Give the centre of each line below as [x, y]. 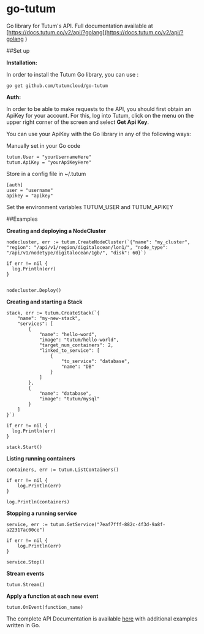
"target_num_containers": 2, [76, 345]
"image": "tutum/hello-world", [79, 340]
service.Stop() [26, 562]
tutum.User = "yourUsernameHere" [49, 157]
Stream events [25, 573]
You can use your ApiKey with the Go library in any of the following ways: [99, 134]
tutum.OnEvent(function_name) [45, 607]
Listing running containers [41, 458]
